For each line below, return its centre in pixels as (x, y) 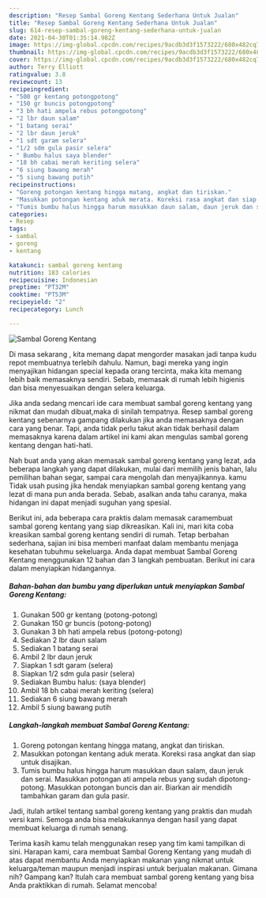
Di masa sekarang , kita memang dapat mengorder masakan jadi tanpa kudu (133, 354)
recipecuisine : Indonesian (53, 280)
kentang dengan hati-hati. (51, 445)
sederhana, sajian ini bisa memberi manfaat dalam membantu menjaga (124, 543)
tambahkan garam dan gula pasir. (75, 795)
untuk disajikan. (46, 762)
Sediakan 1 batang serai (59, 648)
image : (20, 45)
